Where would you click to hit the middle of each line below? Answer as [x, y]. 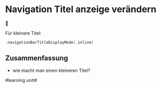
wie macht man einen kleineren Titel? [51, 70]
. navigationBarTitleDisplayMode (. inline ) [50, 42]
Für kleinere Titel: [23, 33]
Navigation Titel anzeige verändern [81, 9]
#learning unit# [21, 80]
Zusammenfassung [37, 58]
